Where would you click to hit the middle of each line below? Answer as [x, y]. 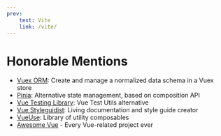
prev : [14, 14]
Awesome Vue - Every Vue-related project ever [85, 125]
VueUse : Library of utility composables [73, 118]
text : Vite [35, 20]
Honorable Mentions [67, 61]
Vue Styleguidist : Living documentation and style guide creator [107, 110]
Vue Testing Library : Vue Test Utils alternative [83, 103]
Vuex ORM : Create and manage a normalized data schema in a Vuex [115, 80]
